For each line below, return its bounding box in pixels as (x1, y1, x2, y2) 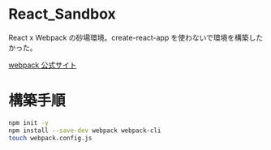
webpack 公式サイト (8, 60, 77, 70)
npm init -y (8, 118, 49, 126)
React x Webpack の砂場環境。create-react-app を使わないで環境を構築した (8, 32, 264, 42)
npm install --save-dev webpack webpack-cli (8, 126, 161, 135)
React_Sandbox (8, 5, 116, 24)
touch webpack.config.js (8, 134, 92, 142)
